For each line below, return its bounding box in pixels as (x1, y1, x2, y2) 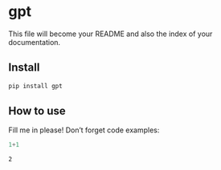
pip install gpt (8, 82, 63, 90)
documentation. (8, 37, 61, 47)
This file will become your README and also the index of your (8, 29, 213, 38)
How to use (8, 104, 66, 118)
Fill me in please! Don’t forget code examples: (8, 125, 160, 135)
